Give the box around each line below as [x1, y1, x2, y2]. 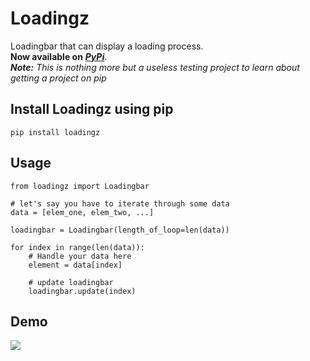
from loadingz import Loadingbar [10, 181, 150, 191]
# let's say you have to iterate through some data [10, 198, 230, 209]
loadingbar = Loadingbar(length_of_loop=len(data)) [10, 225, 230, 235]
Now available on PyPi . [10, 50, 108, 62]
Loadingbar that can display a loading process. [10, 40, 204, 52]
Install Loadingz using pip [10, 101, 174, 118]
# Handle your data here [28, 251, 132, 261]
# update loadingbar [28, 277, 114, 287]
